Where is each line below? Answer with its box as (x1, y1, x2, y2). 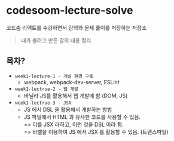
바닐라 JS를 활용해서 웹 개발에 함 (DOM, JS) (23, 92, 128, 99)
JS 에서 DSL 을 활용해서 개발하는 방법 (23, 106, 112, 113)
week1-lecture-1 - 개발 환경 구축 (14, 73, 94, 79)
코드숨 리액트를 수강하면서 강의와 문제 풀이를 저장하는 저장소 (6, 24, 147, 31)
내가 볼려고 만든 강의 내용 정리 (20, 36, 91, 44)
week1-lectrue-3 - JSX (14, 100, 72, 106)
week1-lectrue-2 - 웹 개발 (14, 86, 79, 92)
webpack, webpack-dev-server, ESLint (23, 78, 120, 85)
